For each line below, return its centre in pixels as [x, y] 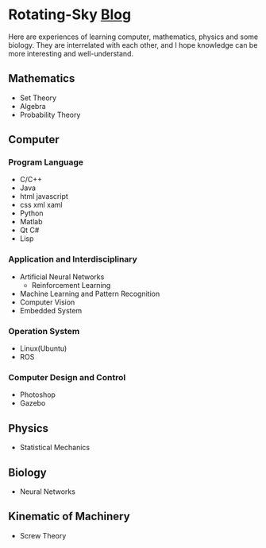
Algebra [33, 106]
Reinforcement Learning [71, 285]
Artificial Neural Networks [62, 277]
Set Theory [38, 98]
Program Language [46, 162]
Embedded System [51, 310]
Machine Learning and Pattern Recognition [90, 293]
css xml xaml [41, 205]
